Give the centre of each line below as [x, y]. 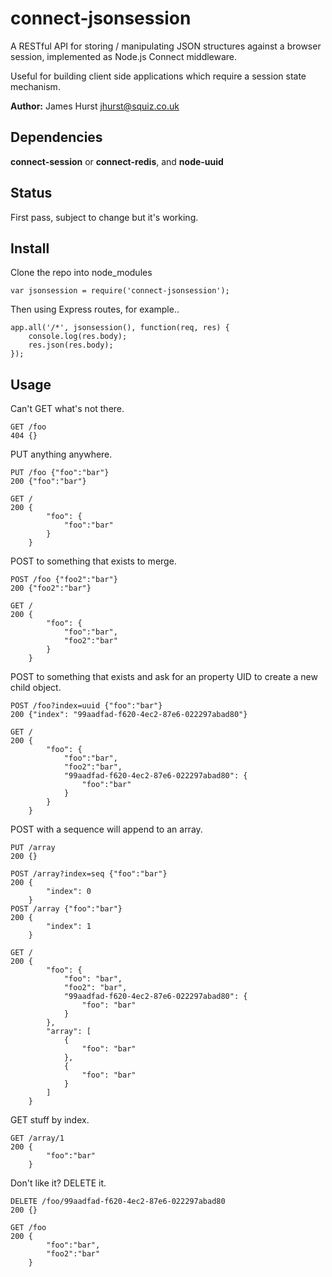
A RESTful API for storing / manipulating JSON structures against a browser [166, 46]
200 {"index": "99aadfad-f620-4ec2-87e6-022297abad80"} [129, 715]
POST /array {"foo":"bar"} [66, 909]
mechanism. [35, 86]
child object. [36, 688]
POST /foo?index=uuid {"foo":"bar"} [86, 706]
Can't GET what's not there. [67, 409]
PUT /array [33, 848]
